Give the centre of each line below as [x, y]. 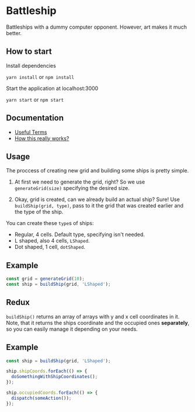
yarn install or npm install [40, 77]
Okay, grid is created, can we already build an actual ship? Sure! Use [97, 199]
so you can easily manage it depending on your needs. [72, 329]
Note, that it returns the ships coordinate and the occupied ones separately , [98, 323]
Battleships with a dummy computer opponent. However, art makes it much [96, 27]
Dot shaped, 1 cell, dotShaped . [50, 247]
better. [14, 33]
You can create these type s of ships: [50, 223]
